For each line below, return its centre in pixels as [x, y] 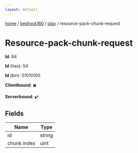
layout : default [21, 9]
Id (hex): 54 [17, 66]
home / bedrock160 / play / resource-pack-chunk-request [63, 23]
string [46, 136]
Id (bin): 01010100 [23, 75]
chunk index [21, 143]
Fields [15, 113]
